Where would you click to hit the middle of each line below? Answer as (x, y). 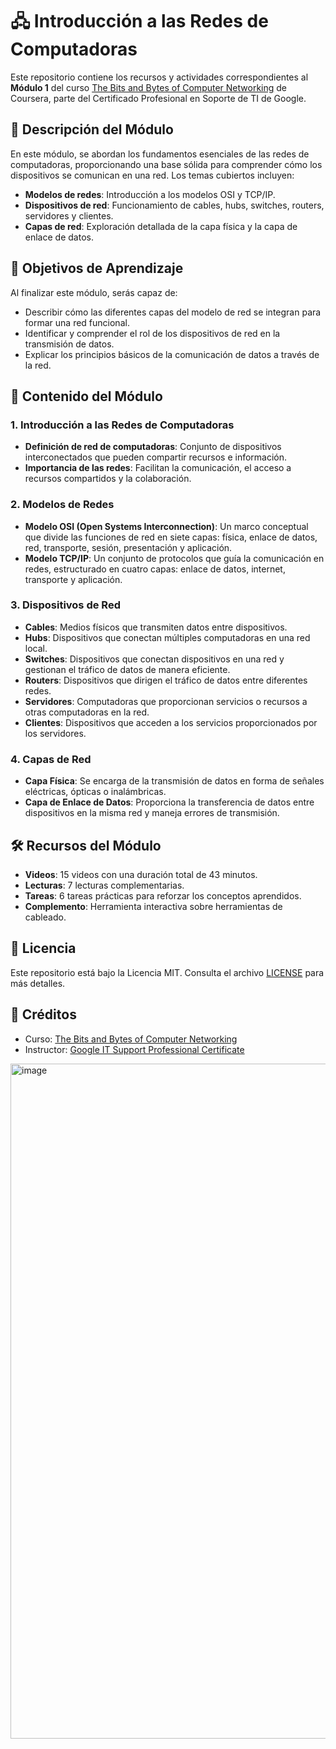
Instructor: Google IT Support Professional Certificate (134, 1049)
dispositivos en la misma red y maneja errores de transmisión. (152, 813)
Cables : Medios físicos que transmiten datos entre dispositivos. (156, 627)
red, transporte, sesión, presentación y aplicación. (128, 547)
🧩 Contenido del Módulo (86, 396)
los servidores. (55, 733)
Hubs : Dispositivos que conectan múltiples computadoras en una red (167, 637)
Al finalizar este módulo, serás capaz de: (94, 292)
